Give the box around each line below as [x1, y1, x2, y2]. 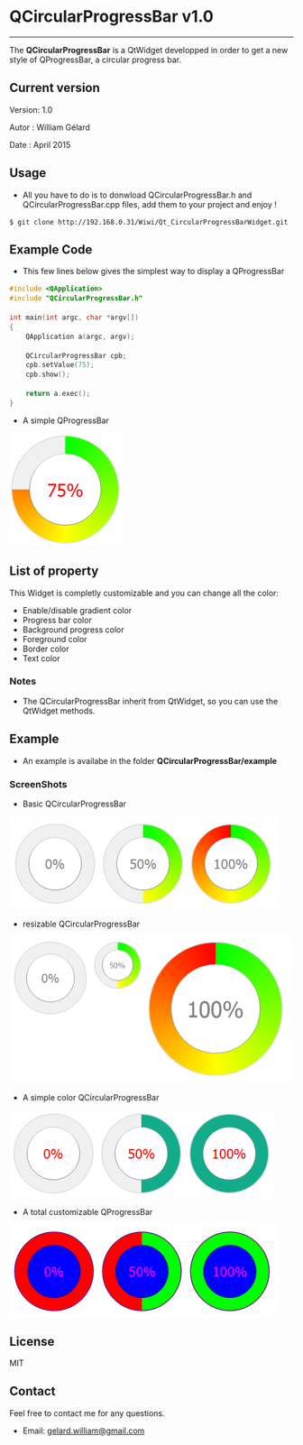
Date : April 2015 [9, 139, 71, 150]
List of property [9, 564, 99, 579]
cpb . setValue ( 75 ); [25, 361, 95, 370]
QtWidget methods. [22, 705, 96, 716]
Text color [22, 652, 60, 664]
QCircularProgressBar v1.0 [9, 6, 214, 27]
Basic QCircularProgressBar [22, 798, 127, 809]
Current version [9, 80, 101, 96]
